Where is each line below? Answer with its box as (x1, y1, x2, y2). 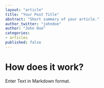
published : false (5, 40, 41, 45)
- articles (5, 35, 28, 40)
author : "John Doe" (5, 26, 46, 31)
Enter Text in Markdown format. (5, 78, 70, 84)
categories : (5, 30, 30, 35)
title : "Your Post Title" (5, 12, 59, 17)
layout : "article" (5, 7, 43, 12)
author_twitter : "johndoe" (5, 21, 61, 26)
